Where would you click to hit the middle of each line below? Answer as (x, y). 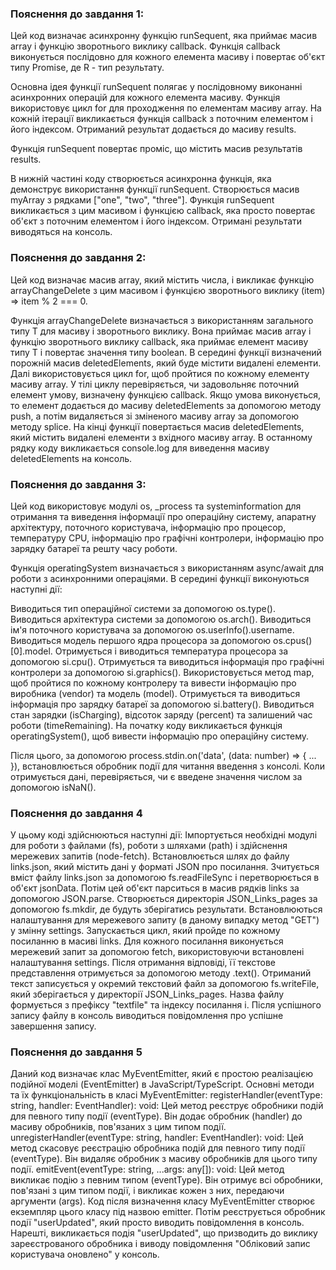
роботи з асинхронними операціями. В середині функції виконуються (160, 578)
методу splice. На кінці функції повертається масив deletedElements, (157, 426)
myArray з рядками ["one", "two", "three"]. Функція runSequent (142, 200)
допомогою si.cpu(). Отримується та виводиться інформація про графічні (167, 661)
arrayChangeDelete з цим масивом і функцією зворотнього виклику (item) (168, 290)
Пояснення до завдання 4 (76, 813)
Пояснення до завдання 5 (76, 1052)
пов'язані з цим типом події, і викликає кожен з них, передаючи (147, 1191)
